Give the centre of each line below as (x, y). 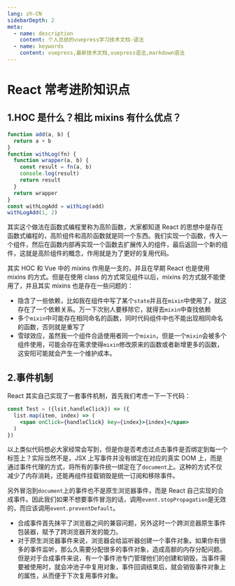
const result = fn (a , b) (56, 167)
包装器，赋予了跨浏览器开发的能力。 (70, 532)
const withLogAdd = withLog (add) (56, 206)
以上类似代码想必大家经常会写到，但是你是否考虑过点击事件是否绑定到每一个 (117, 449)
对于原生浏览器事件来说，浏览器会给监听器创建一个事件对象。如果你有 (119, 540)
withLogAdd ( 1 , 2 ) (33, 213)
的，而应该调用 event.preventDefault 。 (63, 508)
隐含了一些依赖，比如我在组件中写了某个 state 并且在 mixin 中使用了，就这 (122, 301)
